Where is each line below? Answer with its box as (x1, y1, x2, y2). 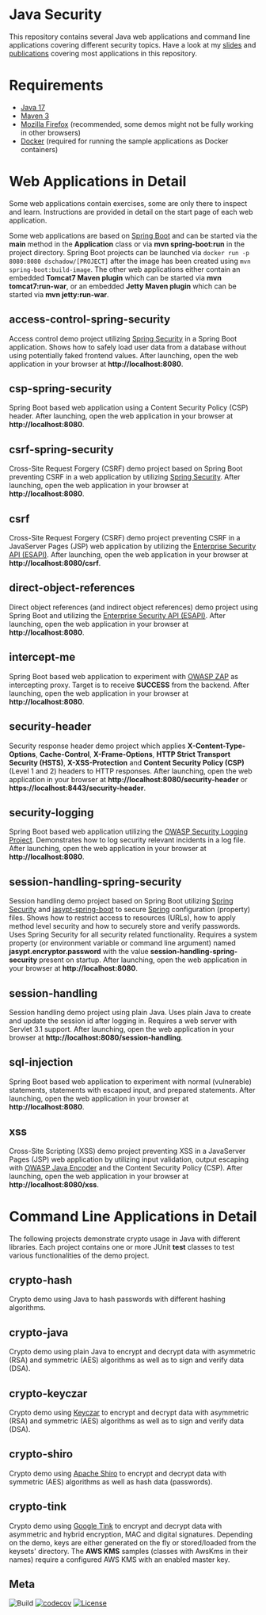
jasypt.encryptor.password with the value (9, 947, 149, 956)
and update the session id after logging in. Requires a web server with (9, 1016, 237, 1025)
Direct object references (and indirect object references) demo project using (9, 602, 258, 612)
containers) (20, 144, 59, 154)
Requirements (9, 77, 104, 94)
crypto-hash (9, 1273, 73, 1287)
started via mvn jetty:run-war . (9, 289, 109, 299)
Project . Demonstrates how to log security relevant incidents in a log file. (9, 835, 246, 845)
